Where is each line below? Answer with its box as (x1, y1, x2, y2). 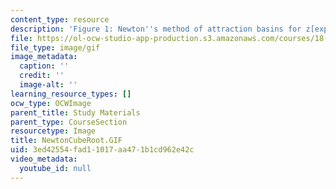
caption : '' (19, 61, 70, 71)
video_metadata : (10, 154, 78, 164)
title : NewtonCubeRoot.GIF (10, 136, 123, 146)
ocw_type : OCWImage (10, 98, 92, 108)
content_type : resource (10, 14, 110, 25)
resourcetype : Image (10, 126, 97, 136)
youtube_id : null (19, 163, 92, 173)
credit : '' (19, 71, 65, 81)
